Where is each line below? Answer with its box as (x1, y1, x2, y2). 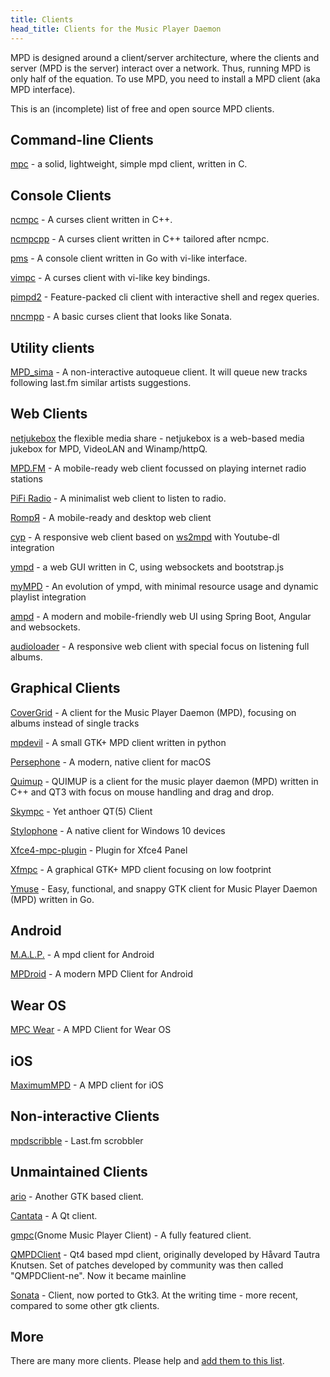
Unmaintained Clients (10, 1164, 148, 1181)
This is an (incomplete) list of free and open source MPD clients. (10, 102, 275, 115)
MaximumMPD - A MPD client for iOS (10, 1079, 164, 1091)
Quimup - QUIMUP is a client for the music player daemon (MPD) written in (10, 775, 319, 787)
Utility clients (10, 339, 95, 356)
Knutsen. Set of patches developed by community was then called (10, 1259, 284, 1271)
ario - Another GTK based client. (10, 1190, 144, 1202)
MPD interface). (10, 83, 76, 95)
